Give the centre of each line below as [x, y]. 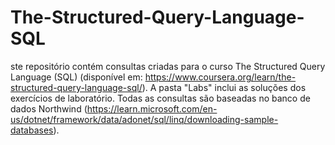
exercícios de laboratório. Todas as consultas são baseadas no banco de [160, 98]
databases [32, 130]
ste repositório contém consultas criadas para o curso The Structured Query [168, 66]
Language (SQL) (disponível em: [76, 77]
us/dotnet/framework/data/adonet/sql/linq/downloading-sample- [144, 119]
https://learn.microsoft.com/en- [152, 108]
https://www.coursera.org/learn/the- [220, 77]
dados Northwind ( [49, 108]
